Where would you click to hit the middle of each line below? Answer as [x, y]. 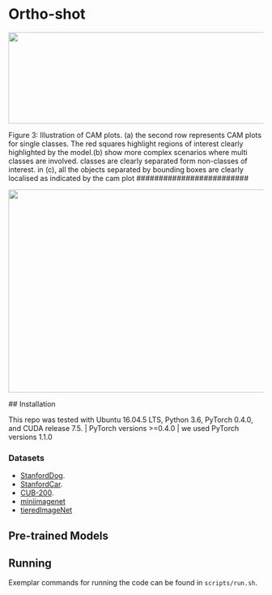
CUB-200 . [37, 493]
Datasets [26, 458]
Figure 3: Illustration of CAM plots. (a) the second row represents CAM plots [135, 135]
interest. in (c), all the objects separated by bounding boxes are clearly [126, 169]
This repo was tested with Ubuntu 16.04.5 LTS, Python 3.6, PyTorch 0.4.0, [131, 420]
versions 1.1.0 [30, 437]
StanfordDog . [42, 476]
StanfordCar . [41, 485]
